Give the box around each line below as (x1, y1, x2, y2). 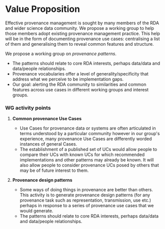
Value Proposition (5, 3, 81, 15)
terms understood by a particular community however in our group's (19, 131, 160, 137)
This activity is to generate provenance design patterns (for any (19, 192, 151, 198)
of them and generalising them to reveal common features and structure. (5, 41, 154, 47)
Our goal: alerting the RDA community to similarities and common (12, 81, 147, 87)
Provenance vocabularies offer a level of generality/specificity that (12, 71, 149, 76)
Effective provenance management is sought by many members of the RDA (5, 20, 159, 26)
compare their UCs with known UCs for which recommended (19, 152, 145, 157)
